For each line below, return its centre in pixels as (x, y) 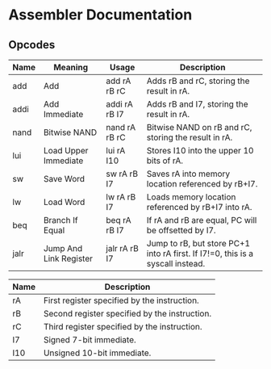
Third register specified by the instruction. (123, 327)
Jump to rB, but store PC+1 (198, 243)
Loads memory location (191, 197)
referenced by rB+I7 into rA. (199, 207)
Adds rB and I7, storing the (197, 104)
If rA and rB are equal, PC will (202, 220)
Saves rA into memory (188, 174)
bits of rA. (165, 161)
